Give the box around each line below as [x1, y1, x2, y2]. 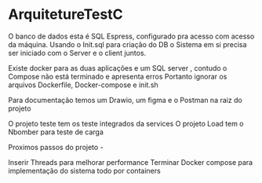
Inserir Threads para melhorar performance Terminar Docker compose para [8, 157, 253, 167]
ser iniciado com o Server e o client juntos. [8, 48, 147, 57]
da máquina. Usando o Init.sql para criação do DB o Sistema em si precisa [8, 39, 247, 49]
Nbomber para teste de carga [8, 127, 104, 137]
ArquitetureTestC [8, 5, 123, 24]
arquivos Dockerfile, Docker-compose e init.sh [8, 80, 158, 90]
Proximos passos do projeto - [8, 142, 104, 152]
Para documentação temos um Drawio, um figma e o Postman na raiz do [8, 95, 243, 104]
